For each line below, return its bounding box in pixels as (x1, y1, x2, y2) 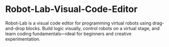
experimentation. (5, 36, 40, 42)
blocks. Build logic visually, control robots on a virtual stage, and (26, 25, 160, 31)
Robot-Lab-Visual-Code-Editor (5, 3, 138, 15)
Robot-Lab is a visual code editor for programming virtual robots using (5, 20, 151, 26)
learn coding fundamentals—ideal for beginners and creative (5, 30, 132, 36)
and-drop (5, 25, 25, 31)
